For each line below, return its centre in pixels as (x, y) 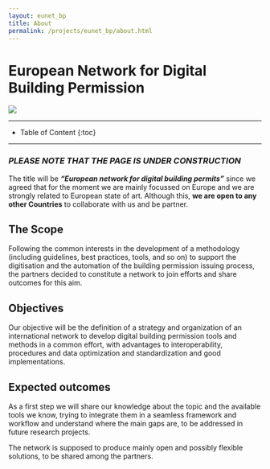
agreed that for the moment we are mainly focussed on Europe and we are (131, 187)
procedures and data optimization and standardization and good (115, 353)
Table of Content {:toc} (58, 133)
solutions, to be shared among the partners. (81, 456)
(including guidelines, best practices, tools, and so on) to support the (123, 257)
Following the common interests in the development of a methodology (124, 249)
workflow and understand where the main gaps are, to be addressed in (126, 424)
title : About (30, 23)
